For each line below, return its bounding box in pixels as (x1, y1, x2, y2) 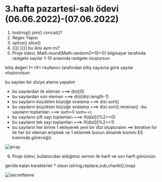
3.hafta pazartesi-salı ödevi (5, 3, 119, 14)
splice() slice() (12, 40, 41, 45)
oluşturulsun (5, 70, 30, 75)
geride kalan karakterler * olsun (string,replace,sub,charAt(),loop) (5, 163, 136, 168)
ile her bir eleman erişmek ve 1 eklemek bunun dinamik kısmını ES (12, 129, 143, 135)
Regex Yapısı (12, 35, 38, 41)
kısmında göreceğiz (12, 134, 52, 140)
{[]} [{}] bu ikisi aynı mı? (12, 45, 60, 51)
